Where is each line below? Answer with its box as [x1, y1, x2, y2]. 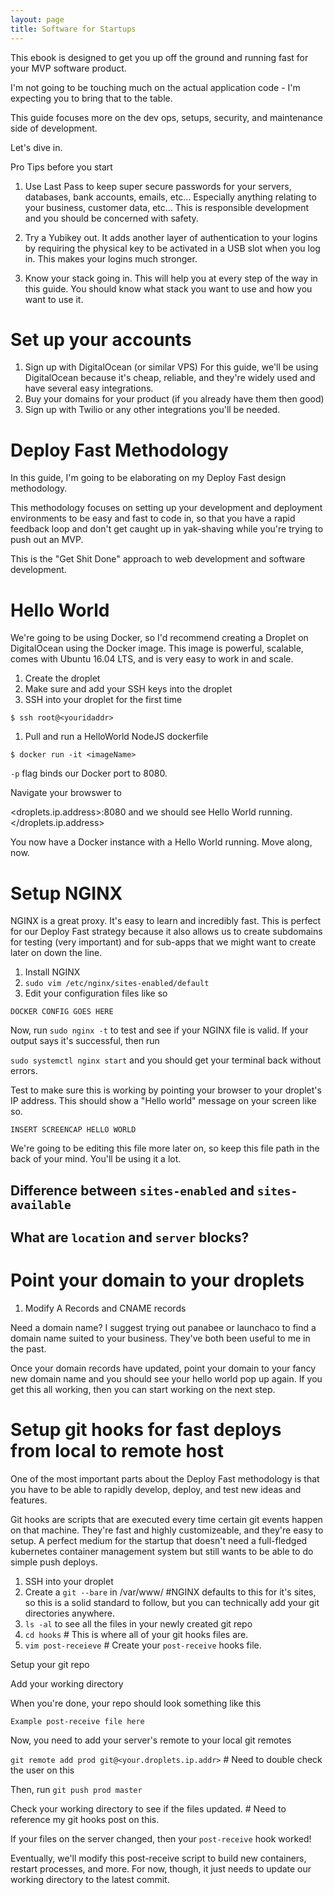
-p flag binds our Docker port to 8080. [10, 767, 168, 780]
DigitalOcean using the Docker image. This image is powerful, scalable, [10, 642, 304, 655]
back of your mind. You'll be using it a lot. [10, 1153, 182, 1165]
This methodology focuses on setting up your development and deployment [10, 502, 323, 514]
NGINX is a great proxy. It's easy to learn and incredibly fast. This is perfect [10, 915, 322, 927]
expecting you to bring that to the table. [10, 92, 173, 104]
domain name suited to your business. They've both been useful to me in [10, 1332, 311, 1344]
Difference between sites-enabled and [10, 1182, 255, 1199]
